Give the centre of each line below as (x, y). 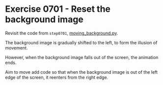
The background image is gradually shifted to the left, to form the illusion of (81, 42)
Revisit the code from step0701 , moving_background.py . (62, 33)
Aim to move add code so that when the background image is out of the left (81, 72)
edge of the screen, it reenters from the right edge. (57, 77)
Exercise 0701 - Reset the (58, 9)
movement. (16, 48)
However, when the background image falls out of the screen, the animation (82, 57)
